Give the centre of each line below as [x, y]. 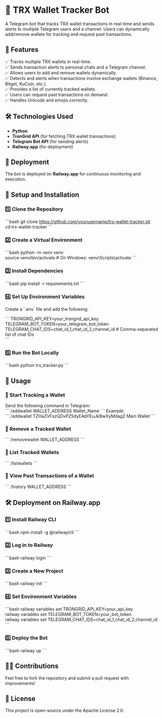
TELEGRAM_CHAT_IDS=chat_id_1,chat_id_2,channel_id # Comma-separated [81, 329]
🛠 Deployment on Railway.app [53, 503]
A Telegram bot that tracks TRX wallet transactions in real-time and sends [80, 24]
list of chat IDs [20, 334]
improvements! [20, 683]
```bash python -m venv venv [34, 252]
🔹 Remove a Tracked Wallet [38, 429]
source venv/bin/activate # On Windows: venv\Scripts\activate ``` [71, 258]
